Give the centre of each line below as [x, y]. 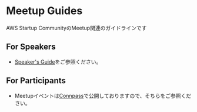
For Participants [36, 81]
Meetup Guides [44, 11]
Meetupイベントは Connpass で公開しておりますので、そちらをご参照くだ [103, 95]
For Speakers [31, 47]
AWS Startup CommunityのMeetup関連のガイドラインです [76, 28]
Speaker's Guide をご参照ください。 [58, 62]
